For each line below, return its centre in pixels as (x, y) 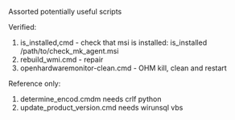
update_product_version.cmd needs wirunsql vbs (101, 108)
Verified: (23, 27)
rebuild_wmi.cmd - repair (62, 60)
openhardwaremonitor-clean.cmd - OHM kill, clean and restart (123, 68)
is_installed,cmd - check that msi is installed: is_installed (113, 42)
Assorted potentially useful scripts (65, 12)
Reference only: (35, 84)
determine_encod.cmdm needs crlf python (91, 99)
